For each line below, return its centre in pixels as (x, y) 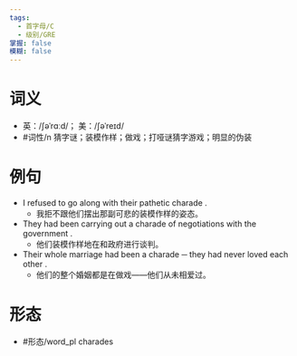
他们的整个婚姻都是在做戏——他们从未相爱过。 (123, 274)
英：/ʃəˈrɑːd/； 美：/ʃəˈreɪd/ (73, 126)
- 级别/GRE (37, 34)
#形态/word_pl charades (68, 342)
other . (35, 264)
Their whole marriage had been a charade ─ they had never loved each (155, 254)
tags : (19, 18)
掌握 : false (30, 43)
